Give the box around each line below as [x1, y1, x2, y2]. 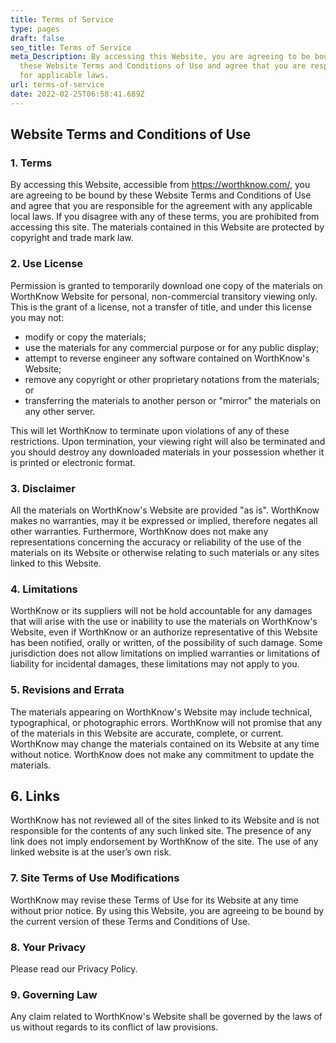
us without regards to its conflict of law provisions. [10, 1021, 219, 1033]
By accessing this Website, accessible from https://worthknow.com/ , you [10, 179, 311, 191]
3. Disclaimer [10, 481, 76, 495]
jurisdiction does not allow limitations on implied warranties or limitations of [10, 647, 321, 660]
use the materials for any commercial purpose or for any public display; [24, 341, 320, 353]
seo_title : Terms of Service [10, 42, 132, 53]
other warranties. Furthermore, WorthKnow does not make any [10, 525, 269, 537]
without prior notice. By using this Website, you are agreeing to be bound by [10, 904, 325, 916]
